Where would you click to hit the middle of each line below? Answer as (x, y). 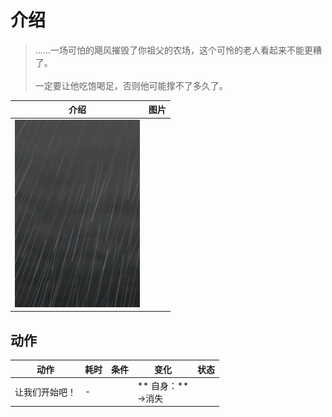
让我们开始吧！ (45, 392)
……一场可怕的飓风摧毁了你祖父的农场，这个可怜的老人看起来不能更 (173, 50)
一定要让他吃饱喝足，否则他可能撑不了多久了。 (131, 85)
